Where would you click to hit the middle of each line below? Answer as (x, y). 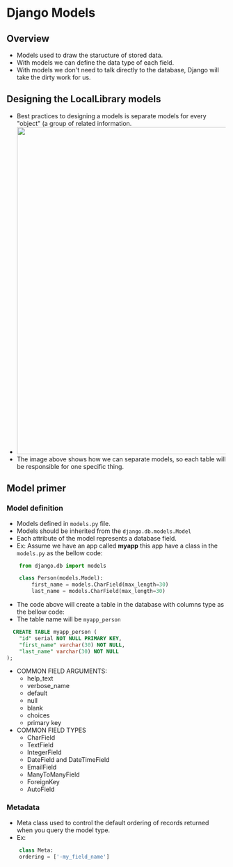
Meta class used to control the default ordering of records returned (113, 822)
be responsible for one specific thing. (70, 466)
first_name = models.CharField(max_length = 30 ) (100, 585)
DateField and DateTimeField (68, 760)
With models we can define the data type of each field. (95, 63)
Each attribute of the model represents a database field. (96, 538)
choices (38, 715)
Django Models (51, 13)
